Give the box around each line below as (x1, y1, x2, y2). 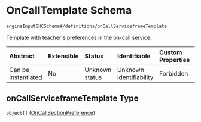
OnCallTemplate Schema (6, 4, 132, 17)
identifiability (117, 73, 154, 81)
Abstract (9, 52, 35, 60)
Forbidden (159, 69, 188, 77)
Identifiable (117, 52, 151, 60)
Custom (159, 48, 182, 57)
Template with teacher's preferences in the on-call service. (6, 34, 152, 41)
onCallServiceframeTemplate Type (6, 93, 139, 104)
